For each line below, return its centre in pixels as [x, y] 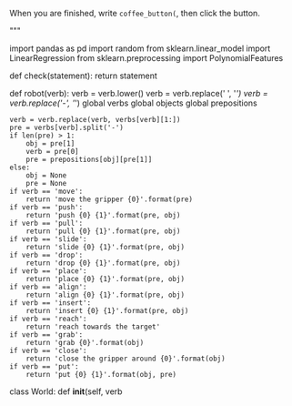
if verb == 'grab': [46, 335]
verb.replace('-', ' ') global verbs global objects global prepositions [133, 103]
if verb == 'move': [46, 191]
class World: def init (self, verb [66, 391]
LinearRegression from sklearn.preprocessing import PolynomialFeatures [146, 58]
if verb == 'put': [44, 367]
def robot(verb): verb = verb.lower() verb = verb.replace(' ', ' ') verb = [139, 93]
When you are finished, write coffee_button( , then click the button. [135, 13]
